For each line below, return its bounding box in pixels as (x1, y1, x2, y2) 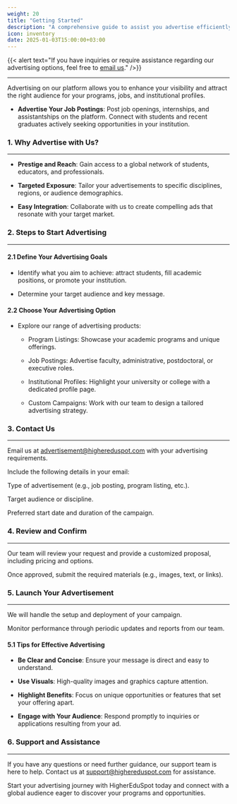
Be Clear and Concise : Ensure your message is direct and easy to (17, 656, 209, 664)
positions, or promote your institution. (17, 276, 127, 284)
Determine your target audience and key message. (17, 289, 165, 298)
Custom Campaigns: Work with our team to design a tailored (28, 399, 204, 407)
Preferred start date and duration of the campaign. (7, 509, 154, 517)
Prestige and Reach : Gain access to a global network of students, (17, 160, 209, 169)
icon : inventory (7, 30, 55, 37)
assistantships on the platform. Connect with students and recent (17, 112, 208, 121)
